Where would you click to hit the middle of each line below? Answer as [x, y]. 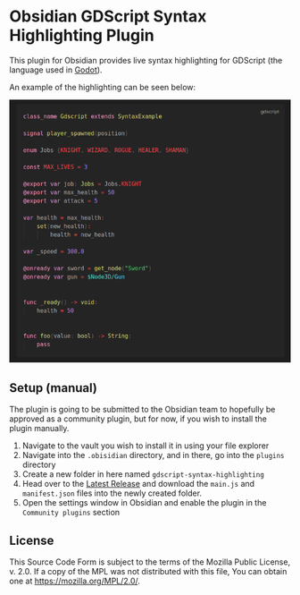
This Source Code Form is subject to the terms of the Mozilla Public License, [150, 562]
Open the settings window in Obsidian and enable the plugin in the [144, 503]
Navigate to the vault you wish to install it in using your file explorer [146, 446]
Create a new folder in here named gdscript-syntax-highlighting [143, 474]
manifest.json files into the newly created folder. [112, 493]
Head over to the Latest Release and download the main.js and [138, 484]
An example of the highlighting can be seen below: [103, 87]
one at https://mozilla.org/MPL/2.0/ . [75, 581]
